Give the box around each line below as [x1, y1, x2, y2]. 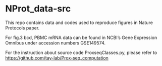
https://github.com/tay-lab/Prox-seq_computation [5, 54, 109, 60]
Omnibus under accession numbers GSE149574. [5, 39, 106, 45]
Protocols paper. [5, 24, 40, 30]
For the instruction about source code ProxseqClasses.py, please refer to [5, 49, 157, 55]
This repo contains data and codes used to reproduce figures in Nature [5, 19, 153, 25]
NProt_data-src [5, 3, 71, 14]
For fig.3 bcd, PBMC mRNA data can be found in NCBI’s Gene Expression [5, 34, 157, 40]
